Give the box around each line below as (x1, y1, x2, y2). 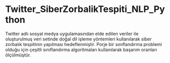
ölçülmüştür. (5, 51, 31, 58)
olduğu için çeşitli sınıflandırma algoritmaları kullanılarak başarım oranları (5, 46, 157, 52)
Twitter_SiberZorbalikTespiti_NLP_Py (5, 3, 165, 15)
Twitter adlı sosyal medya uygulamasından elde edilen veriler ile (5, 30, 139, 36)
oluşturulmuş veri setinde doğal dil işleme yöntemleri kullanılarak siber (5, 36, 152, 42)
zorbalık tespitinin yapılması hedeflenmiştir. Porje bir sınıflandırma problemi (5, 41, 162, 47)
